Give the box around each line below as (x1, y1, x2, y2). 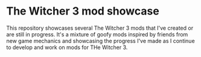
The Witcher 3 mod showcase (6, 4, 160, 18)
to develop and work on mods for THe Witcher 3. (6, 44, 128, 51)
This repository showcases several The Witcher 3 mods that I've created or (6, 24, 194, 32)
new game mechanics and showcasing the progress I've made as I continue (6, 37, 195, 44)
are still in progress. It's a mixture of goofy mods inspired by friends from (6, 30, 188, 38)
